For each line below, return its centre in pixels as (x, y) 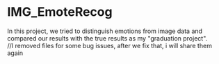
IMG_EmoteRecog (60, 12)
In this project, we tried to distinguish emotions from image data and (105, 31)
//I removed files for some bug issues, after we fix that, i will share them (109, 45)
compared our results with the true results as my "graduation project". (107, 38)
